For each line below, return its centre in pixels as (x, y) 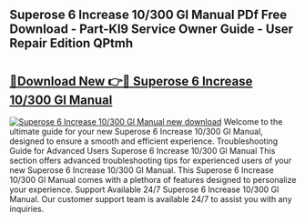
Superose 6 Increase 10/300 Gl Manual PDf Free (148, 15)
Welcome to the (253, 122)
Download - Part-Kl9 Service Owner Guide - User (152, 30)
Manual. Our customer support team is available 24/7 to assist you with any (151, 199)
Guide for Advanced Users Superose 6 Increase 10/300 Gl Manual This (142, 151)
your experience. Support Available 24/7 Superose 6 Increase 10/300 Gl (144, 189)
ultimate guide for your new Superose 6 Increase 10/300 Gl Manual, (137, 132)
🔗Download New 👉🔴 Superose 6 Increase (131, 81)
